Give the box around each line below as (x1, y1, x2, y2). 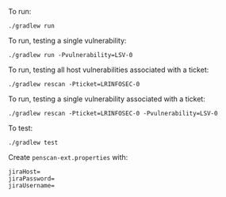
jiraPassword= (8, 175, 56, 183)
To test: (8, 123, 33, 133)
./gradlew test (8, 138, 59, 146)
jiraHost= (8, 168, 41, 176)
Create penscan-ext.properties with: (8, 153, 128, 161)
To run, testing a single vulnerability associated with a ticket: (8, 94, 206, 104)
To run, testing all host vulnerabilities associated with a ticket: (8, 65, 209, 74)
